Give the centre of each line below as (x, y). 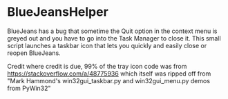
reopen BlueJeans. (34, 53)
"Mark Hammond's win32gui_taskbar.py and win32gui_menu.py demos (109, 80)
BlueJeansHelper (58, 12)
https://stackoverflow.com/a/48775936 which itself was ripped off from (109, 74)
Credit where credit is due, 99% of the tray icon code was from (97, 66)
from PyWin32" (29, 88)
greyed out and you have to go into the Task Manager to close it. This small (114, 38)
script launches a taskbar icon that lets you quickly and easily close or (107, 45)
